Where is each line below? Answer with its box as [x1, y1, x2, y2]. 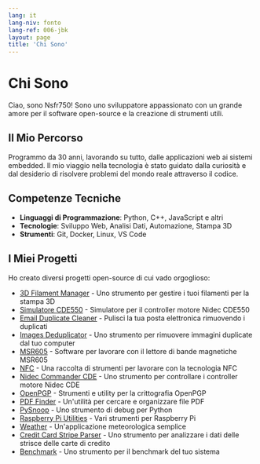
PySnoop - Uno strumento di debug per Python [19, 405, 173, 415]
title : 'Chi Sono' [8, 41, 68, 49]
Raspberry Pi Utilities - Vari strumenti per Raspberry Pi [19, 413, 196, 422]
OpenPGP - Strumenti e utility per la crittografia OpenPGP [19, 388, 207, 397]
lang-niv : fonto [8, 19, 61, 27]
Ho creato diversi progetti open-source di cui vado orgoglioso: [8, 272, 211, 283]
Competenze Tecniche [8, 192, 122, 205]
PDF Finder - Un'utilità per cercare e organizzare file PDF [19, 396, 205, 406]
